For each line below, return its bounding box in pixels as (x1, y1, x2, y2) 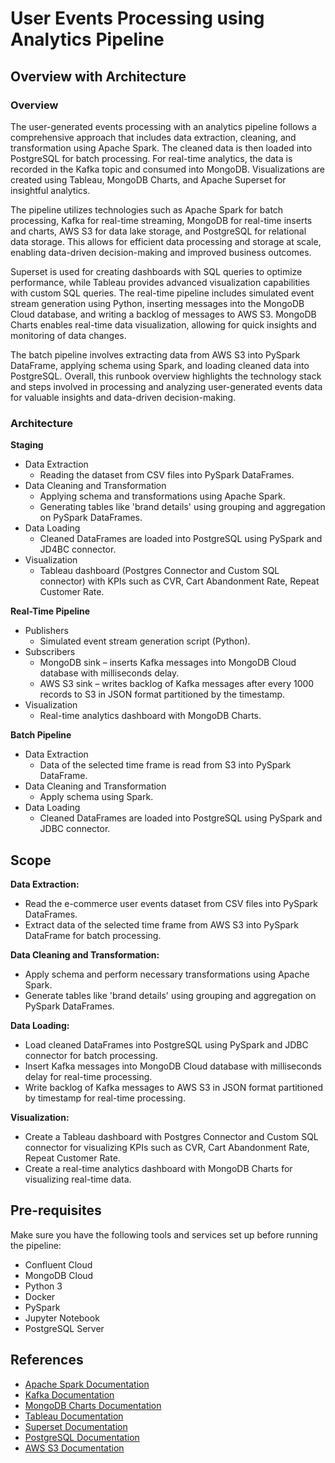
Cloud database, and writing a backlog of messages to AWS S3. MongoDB (10, 308, 317, 320)
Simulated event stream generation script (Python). (39, 635, 251, 647)
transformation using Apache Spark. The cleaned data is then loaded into (10, 142, 313, 154)
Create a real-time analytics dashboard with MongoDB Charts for (24, 1162, 293, 1174)
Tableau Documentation (24, 1410, 124, 1422)
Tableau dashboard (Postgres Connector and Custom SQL (39, 565, 280, 577)
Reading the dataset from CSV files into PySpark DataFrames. (39, 469, 295, 481)
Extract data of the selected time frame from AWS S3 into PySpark (24, 918, 299, 931)
